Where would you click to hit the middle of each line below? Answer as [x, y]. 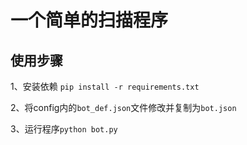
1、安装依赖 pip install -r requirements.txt [105, 86]
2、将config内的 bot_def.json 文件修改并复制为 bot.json [123, 107]
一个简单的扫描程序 [89, 20]
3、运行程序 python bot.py [64, 129]
